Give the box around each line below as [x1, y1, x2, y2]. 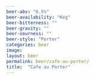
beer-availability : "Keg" [6, 14, 71, 20]
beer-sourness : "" [6, 31, 52, 37]
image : [6, 48, 23, 53]
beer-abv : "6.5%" [6, 8, 50, 15]
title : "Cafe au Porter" [6, 64, 71, 70]
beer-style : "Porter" [6, 36, 60, 42]
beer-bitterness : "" [6, 20, 58, 26]
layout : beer [6, 53, 39, 59]
